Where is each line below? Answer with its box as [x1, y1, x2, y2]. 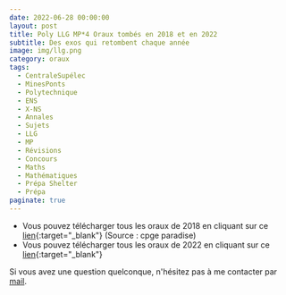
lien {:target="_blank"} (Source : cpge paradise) [21, 230, 197, 240]
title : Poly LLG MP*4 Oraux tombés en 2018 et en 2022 [9, 29, 218, 38]
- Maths [17, 163, 46, 172]
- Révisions [17, 146, 63, 155]
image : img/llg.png [9, 46, 82, 55]
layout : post [9, 21, 58, 30]
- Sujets [17, 122, 50, 131]
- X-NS [17, 105, 42, 114]
